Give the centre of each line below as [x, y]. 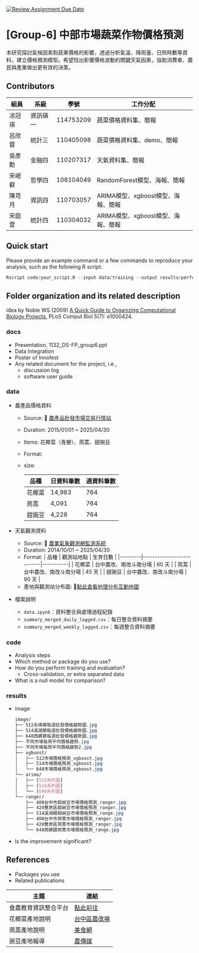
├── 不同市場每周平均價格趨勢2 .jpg [53, 747]
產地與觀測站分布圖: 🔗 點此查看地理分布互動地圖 [81, 587]
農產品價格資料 [33, 405]
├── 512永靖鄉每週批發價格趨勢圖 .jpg [56, 725]
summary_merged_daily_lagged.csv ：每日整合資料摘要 [88, 619]
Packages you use [37, 874]
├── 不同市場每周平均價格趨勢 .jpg [52, 741]
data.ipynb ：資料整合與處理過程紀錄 [68, 611]
